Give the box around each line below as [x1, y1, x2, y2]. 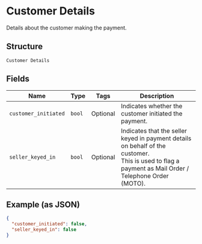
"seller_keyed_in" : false [11, 227, 77, 233]
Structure [6, 41, 43, 52]
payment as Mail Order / [121, 164, 189, 172]
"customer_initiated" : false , [11, 221, 87, 227]
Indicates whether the [121, 102, 183, 110]
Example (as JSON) [6, 200, 80, 210]
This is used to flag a [121, 156, 180, 165]
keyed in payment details [121, 134, 192, 142]
